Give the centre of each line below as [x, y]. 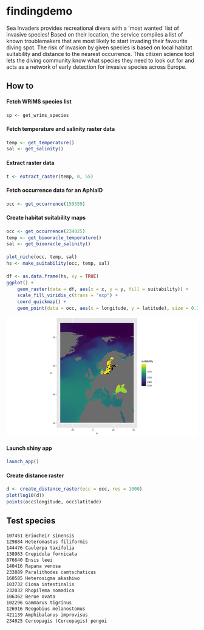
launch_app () [23, 462]
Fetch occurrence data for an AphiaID [55, 191]
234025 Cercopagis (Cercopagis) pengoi [57, 621]
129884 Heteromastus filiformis [47, 542]
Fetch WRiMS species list [39, 101]
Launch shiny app [29, 448]
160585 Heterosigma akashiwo [43, 578]
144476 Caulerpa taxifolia [40, 548]
